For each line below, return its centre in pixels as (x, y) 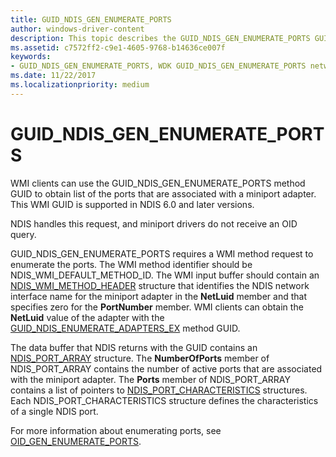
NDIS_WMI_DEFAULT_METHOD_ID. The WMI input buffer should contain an (165, 275)
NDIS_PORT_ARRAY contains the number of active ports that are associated (166, 368)
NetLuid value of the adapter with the (87, 317)
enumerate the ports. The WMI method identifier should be (131, 264)
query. (23, 234)
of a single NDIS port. (54, 411)
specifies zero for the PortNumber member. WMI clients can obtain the (157, 307)
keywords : (31, 57)
